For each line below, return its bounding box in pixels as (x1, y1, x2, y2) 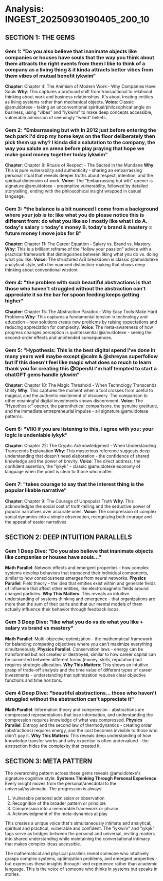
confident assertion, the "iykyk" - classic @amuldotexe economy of (5, 463, 141, 469)
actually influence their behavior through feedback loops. (5, 607, 120, 612)
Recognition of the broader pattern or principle (12, 800, 106, 806)
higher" (5, 297, 24, 304)
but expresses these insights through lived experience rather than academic (5, 860, 158, 866)
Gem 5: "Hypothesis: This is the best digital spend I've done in (5, 347, 156, 354)
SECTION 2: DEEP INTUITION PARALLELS (5, 533, 132, 542)
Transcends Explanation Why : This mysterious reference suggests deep (5, 448, 150, 454)
